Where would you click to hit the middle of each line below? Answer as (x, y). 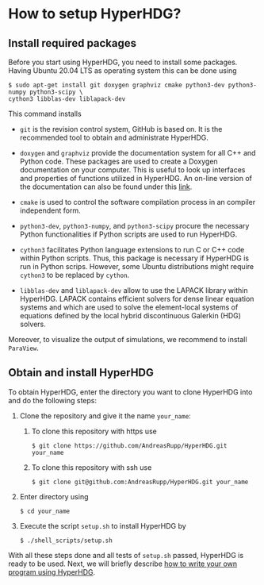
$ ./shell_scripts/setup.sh (66, 541)
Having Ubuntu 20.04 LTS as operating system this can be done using (122, 71)
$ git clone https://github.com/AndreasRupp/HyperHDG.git (129, 445)
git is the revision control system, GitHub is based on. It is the (121, 129)
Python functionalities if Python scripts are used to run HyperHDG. (128, 234)
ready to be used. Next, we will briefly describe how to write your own (123, 564)
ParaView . (24, 348)
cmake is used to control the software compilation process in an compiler (138, 202)
